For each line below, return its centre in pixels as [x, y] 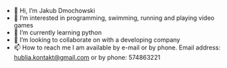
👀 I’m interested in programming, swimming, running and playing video [114, 18]
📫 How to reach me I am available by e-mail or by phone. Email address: [117, 47]
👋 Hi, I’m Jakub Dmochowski [54, 11]
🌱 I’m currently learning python [58, 32]
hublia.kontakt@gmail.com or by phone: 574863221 [87, 57]
